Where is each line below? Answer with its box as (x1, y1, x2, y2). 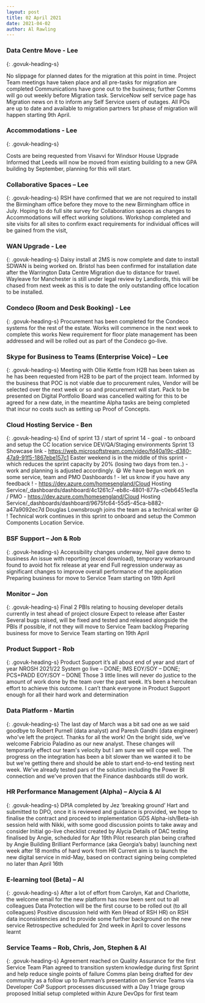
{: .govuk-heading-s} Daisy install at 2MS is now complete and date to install (6, 256, 199, 263)
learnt (6, 928, 21, 936)
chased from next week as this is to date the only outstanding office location (6, 282, 199, 289)
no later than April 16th (6, 860, 64, 867)
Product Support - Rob (6, 644, 75, 653)
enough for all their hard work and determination (6, 691, 129, 698)
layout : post (6, 9, 40, 15)
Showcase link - (6, 447, 47, 455)
